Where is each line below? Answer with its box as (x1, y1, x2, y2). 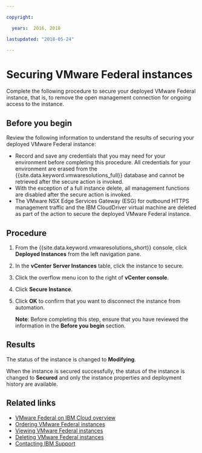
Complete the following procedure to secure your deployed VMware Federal (6, 87, 196, 95)
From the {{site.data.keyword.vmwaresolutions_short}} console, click (15, 244, 187, 251)
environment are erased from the (15, 165, 98, 173)
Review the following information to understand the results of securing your (6, 134, 195, 141)
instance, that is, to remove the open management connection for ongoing (6, 94, 192, 101)
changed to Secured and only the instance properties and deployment (6, 374, 182, 381)
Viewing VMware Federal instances (15, 427, 103, 434)
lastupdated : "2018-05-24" (6, 36, 74, 42)
